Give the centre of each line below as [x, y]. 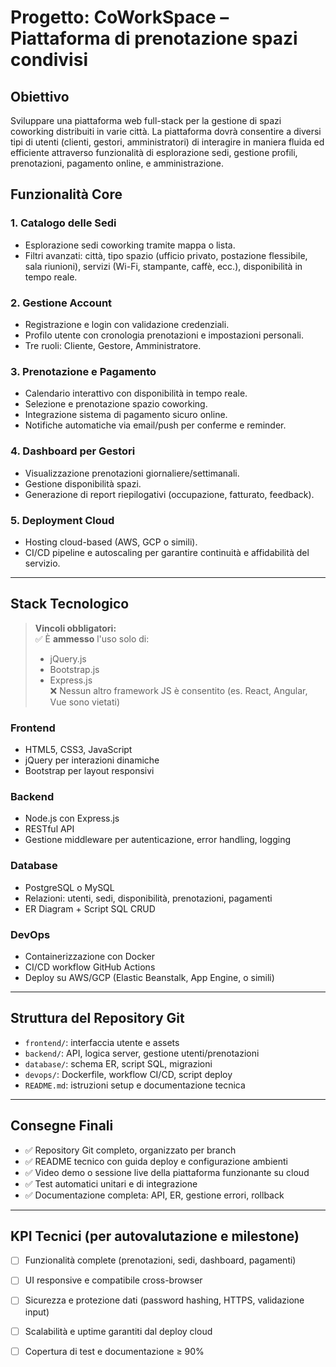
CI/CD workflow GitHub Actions [90, 967]
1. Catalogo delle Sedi [63, 223]
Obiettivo [40, 96]
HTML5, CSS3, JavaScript [78, 749]
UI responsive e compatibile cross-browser [113, 1280]
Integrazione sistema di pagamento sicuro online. [126, 415]
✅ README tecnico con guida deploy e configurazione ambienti [156, 1161]
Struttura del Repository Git [97, 1018]
